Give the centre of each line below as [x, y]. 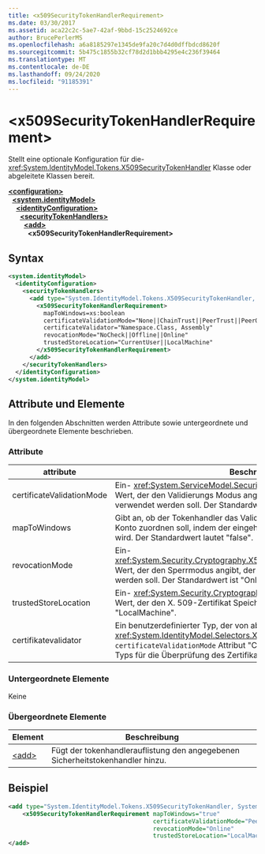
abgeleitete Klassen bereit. [52, 176]
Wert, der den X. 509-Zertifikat [173, 603]
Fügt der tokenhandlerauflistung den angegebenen [146, 751]
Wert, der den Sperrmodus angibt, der [185, 570]
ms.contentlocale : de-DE [49, 67]
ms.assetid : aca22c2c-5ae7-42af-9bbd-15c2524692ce [93, 30]
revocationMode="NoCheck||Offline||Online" [116, 335]
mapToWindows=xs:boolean [84, 313]
